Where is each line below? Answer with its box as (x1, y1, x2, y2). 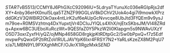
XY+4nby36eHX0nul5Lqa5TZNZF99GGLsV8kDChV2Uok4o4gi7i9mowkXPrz (5, 10, 165, 16)
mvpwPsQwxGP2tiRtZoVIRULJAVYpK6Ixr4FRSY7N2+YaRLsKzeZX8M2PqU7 (5, 36, 164, 42)
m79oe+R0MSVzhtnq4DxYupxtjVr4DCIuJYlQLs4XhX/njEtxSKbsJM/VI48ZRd (5, 20, 165, 26)
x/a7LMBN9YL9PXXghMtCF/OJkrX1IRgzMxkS (5, 42, 101, 47)
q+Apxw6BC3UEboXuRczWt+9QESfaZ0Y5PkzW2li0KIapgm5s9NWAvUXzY (5, 26, 163, 32)
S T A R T (5, 5, 20, 10)
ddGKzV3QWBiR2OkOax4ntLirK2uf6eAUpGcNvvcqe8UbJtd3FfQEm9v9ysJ (5, 15, 163, 21)
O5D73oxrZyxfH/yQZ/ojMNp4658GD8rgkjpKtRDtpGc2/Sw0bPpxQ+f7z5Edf (5, 31, 163, 37)
